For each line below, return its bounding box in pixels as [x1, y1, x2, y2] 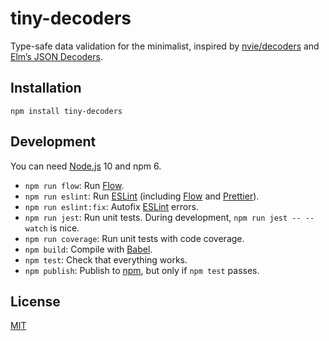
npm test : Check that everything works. [24, 253, 188, 266]
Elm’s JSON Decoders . [10, 50, 103, 62]
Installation [10, 80, 82, 97]
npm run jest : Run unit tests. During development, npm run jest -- [24, 211, 302, 223]
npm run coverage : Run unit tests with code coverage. [24, 232, 245, 244]
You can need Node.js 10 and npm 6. [10, 160, 162, 172]
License [10, 293, 61, 310]
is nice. [49, 222, 80, 234]
